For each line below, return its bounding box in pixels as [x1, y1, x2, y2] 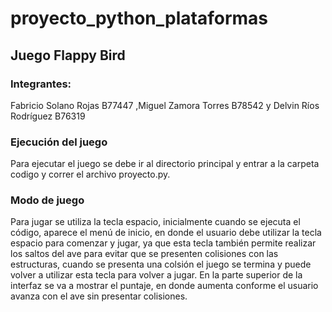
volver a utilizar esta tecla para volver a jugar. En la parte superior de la [10, 269, 303, 281]
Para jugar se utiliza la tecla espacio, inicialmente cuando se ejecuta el [10, 216, 301, 228]
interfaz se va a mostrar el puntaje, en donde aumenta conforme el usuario [10, 280, 319, 292]
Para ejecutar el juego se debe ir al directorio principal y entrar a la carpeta [10, 158, 320, 170]
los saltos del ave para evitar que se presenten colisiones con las [10, 248, 279, 260]
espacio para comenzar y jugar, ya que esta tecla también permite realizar [10, 237, 317, 249]
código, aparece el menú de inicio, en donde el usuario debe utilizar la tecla [10, 227, 322, 239]
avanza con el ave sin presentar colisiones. [10, 290, 188, 302]
